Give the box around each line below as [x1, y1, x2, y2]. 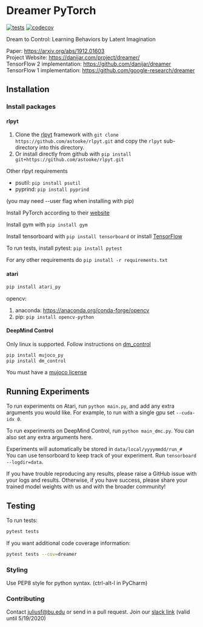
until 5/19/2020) [6, 615, 47, 622]
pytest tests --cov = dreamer [6, 551, 78, 557]
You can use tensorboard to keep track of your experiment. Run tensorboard [6, 452, 197, 459]
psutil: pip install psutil [15, 179, 81, 187]
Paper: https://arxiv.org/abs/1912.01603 [6, 47, 105, 55]
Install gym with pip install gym [6, 221, 88, 228]
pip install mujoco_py [6, 352, 64, 358]
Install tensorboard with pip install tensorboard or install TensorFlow [6, 233, 183, 240]
